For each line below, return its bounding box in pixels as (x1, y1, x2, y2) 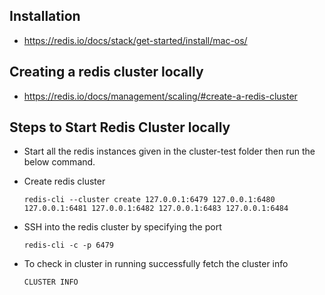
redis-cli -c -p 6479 (23, 240, 114, 251)
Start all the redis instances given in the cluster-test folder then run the (23, 145, 316, 158)
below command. (23, 156, 96, 168)
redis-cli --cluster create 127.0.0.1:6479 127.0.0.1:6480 (23, 195, 276, 205)
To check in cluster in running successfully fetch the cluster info (23, 258, 289, 270)
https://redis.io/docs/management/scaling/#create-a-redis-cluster (23, 90, 298, 102)
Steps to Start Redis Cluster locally (9, 119, 231, 136)
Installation (9, 8, 81, 25)
